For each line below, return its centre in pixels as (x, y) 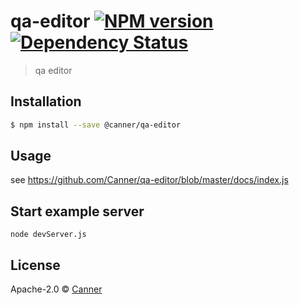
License (35, 265)
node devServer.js (48, 235)
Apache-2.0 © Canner (56, 289)
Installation (46, 101)
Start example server (77, 211)
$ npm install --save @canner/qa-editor (96, 125)
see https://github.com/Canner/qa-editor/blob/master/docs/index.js (149, 180)
